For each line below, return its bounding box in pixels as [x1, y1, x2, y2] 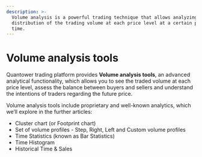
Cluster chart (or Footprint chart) [14, 120, 96, 127]
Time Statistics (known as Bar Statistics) [14, 132, 115, 140]
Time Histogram [14, 139, 55, 146]
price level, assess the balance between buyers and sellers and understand [6, 84, 194, 91]
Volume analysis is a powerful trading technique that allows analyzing [11, 14, 198, 20]
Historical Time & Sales [14, 145, 73, 153]
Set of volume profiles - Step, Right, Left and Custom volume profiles [14, 126, 186, 134]
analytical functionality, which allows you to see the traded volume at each [6, 77, 191, 84]
